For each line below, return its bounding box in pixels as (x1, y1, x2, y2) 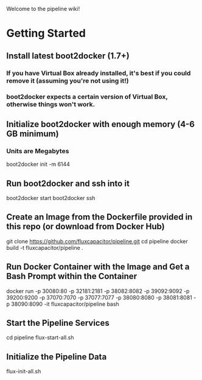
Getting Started (6, 27, 86, 40)
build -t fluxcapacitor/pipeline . (6, 244, 83, 251)
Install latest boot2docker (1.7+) (6, 50, 130, 61)
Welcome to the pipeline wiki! (6, 5, 80, 12)
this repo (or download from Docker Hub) (6, 221, 165, 232)
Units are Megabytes (6, 147, 69, 155)
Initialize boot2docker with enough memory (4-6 (6, 119, 195, 130)
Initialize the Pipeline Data (6, 351, 107, 362)
